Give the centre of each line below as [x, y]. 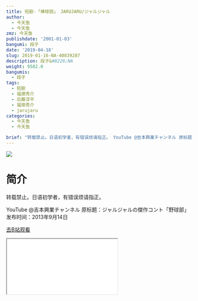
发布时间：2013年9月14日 [37, 217]
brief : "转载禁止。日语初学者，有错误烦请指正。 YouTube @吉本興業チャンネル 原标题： [101, 138]
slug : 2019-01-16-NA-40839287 [43, 55]
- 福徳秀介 [23, 105]
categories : [21, 116]
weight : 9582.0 [25, 66]
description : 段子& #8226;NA [40, 61]
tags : [13, 83]
